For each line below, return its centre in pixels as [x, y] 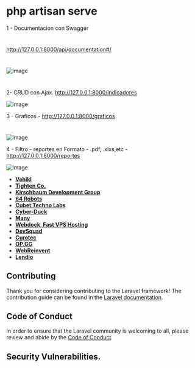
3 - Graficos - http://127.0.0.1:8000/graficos [61, 116]
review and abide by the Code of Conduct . [59, 338]
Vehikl [23, 179]
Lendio [24, 257]
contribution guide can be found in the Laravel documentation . [85, 297]
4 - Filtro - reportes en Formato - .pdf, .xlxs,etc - [67, 149]
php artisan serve [52, 11]
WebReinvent [33, 250]
